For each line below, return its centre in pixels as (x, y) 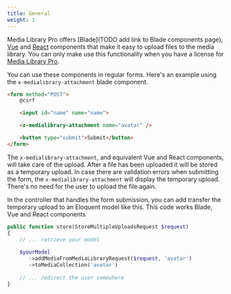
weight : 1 (21, 20)
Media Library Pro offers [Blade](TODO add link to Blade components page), (115, 39)
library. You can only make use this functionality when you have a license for (115, 54)
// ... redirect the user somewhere (72, 278)
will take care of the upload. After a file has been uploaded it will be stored (112, 164)
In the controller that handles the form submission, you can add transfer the (114, 199)
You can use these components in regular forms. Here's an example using (112, 74)
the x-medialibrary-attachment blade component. (78, 82)
